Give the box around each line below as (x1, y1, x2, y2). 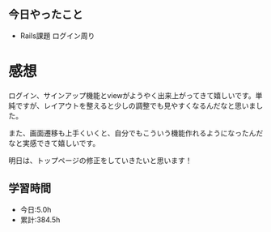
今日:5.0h (19, 204, 52, 214)
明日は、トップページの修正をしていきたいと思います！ (8, 155, 193, 165)
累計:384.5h (19, 214, 61, 225)
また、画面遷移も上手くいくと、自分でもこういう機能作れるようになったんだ (8, 128, 264, 138)
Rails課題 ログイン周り (19, 31, 95, 41)
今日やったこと (8, 7, 83, 22)
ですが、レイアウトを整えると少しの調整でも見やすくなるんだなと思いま (15, 101, 256, 110)
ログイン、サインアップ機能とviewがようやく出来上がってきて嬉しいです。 (8, 90, 256, 100)
